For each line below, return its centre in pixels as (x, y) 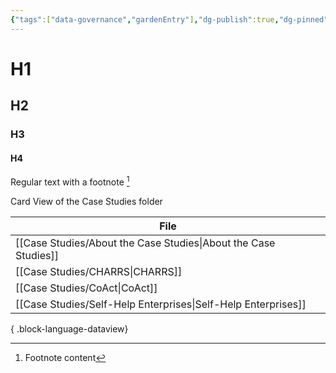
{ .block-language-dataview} (69, 328)
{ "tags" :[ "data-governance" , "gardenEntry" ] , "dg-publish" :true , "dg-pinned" (169, 19)
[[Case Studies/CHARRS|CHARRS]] (99, 271)
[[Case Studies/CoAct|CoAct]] (86, 288)
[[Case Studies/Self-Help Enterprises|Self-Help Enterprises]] (161, 304)
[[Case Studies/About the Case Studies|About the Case (145, 243)
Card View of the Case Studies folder (86, 201)
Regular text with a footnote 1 (70, 181)
